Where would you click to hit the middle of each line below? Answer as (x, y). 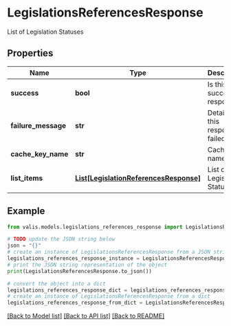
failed (216, 138)
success (25, 93)
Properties (30, 53)
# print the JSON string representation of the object (87, 265)
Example (26, 211)
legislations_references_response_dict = (67, 290)
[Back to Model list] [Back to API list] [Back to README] (86, 316)
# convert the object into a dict (57, 283)
